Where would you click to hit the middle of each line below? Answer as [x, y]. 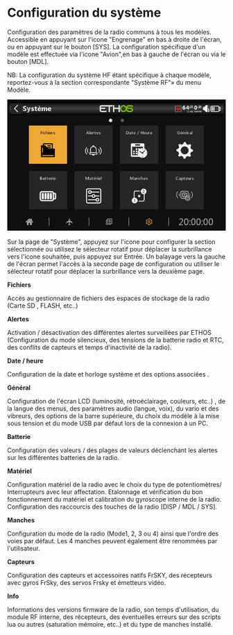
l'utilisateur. [24, 549]
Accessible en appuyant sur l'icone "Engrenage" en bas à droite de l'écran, [114, 39]
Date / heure [25, 361]
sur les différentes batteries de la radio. [63, 458]
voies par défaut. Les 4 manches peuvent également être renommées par [112, 541]
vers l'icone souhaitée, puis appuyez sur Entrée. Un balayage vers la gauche [116, 257]
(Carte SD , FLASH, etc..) [43, 306]
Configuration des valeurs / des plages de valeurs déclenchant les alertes [113, 450]
